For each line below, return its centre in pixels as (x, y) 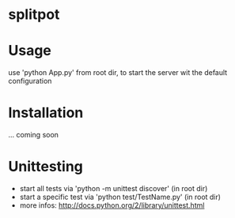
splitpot (34, 15)
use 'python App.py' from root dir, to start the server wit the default (118, 73)
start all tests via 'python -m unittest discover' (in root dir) (114, 188)
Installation (46, 113)
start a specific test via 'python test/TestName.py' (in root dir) (120, 197)
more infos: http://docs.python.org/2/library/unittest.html (112, 205)
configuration (30, 81)
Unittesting (45, 167)
